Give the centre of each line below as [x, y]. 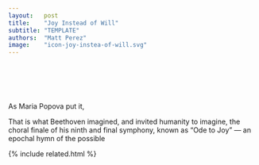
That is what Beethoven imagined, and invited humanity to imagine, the [124, 122]
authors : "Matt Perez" [48, 38]
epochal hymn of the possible [57, 139]
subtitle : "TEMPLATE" [44, 30]
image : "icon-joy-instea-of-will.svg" [78, 45]
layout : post [33, 15]
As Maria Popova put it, [46, 106]
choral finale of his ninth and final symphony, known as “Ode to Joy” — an [130, 130]
